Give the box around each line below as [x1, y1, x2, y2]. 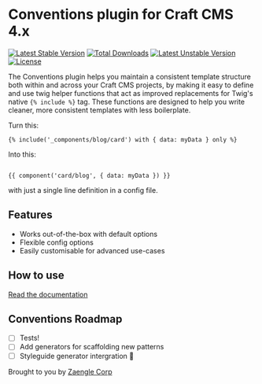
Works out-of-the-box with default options [19, 229, 158, 238]
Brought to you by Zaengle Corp [8, 367, 113, 376]
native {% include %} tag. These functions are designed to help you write [8, 97, 245, 106]
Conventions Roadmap [8, 312, 123, 326]
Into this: [8, 150, 37, 159]
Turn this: [8, 120, 39, 130]
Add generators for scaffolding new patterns [19, 342, 164, 352]
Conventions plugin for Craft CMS [8, 6, 234, 24]
